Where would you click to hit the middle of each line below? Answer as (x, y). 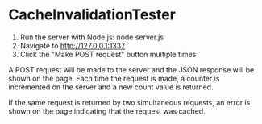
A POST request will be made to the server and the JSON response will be (131, 69)
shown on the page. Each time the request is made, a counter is (114, 78)
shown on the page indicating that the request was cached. (107, 111)
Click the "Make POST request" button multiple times (108, 54)
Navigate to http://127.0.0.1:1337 (73, 45)
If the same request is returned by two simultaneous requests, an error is (129, 102)
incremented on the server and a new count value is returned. (111, 87)
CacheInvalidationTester (92, 15)
